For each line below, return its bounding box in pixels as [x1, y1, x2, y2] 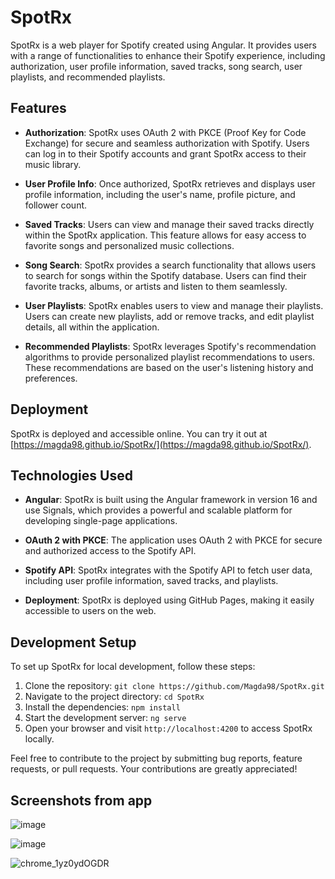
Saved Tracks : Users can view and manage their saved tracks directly [24, 218, 315, 230]
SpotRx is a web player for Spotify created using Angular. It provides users [10, 39, 317, 51]
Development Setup [10, 634, 137, 651]
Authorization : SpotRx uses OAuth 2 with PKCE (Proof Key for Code [24, 126, 307, 138]
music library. [24, 158, 82, 170]
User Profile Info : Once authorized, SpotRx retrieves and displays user [24, 177, 316, 190]
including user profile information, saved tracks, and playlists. [24, 575, 279, 587]
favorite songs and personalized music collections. [24, 239, 235, 251]
